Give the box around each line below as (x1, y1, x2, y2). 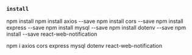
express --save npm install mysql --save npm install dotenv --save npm (6, 24, 187, 31)
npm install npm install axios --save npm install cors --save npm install (6, 18, 184, 25)
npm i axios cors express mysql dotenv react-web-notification (6, 42, 163, 50)
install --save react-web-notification (6, 30, 98, 38)
